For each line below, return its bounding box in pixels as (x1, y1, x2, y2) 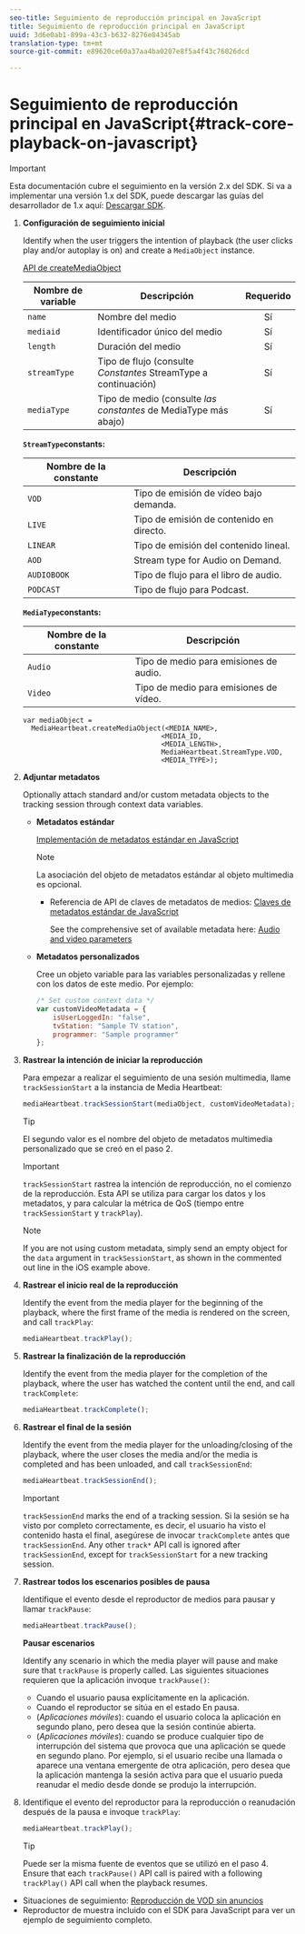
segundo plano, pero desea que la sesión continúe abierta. (35, 1720, 257, 1732)
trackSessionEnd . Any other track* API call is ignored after (22, 1538, 241, 1550)
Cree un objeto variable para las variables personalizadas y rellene (35, 969, 286, 980)
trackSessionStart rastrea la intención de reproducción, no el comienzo (22, 1178, 292, 1189)
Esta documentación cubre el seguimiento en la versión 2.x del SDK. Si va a (9, 181, 292, 192)
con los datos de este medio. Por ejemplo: (35, 978, 194, 989)
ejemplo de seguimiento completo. (22, 1914, 152, 1925)
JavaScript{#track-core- (103, 114, 295, 135)
